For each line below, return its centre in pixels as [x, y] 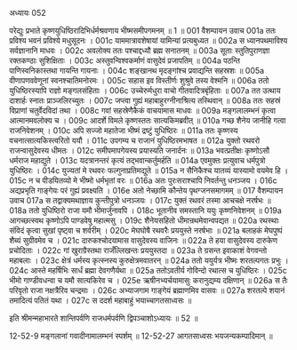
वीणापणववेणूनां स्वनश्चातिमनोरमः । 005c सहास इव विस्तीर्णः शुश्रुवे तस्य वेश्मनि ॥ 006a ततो [139, 80]
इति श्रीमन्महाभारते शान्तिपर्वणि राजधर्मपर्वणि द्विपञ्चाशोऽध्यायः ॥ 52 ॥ [104, 318]
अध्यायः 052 [28, 13]
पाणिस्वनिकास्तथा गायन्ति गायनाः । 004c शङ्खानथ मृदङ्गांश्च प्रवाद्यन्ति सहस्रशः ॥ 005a [137, 71]
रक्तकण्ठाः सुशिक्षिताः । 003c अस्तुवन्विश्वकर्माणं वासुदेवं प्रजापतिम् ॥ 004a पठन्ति [124, 60]
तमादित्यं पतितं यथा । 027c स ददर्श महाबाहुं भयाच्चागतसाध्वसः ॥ [100, 300]
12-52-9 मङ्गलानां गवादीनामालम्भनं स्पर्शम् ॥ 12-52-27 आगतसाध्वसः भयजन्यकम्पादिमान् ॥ [141, 336]
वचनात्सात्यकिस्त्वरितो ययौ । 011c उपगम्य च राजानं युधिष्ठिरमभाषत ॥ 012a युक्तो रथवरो [135, 140]
